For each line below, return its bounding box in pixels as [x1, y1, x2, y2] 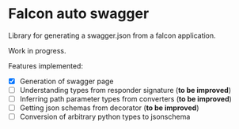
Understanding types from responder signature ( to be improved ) [19, 86, 232, 94]
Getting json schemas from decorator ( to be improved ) [19, 103, 199, 112]
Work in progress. [8, 46, 66, 55]
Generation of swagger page [19, 76, 114, 86]
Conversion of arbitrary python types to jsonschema [19, 112, 191, 122]
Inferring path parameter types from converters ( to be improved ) [19, 94, 232, 104]
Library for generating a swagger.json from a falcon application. [8, 31, 216, 40]
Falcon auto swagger [8, 5, 150, 23]
